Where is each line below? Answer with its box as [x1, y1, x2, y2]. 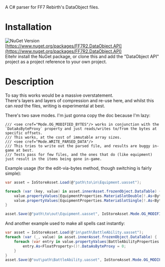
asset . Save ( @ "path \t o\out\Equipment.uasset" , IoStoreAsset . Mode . [5, 212, 141, 217]
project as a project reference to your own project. [5, 59, 107, 65]
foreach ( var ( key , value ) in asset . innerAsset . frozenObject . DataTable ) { [5, 189, 162, 194]
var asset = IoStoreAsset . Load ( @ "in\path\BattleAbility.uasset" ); [5, 230, 144, 235]
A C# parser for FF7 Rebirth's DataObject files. [5, 4, 100, 10]
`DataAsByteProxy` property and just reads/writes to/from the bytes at [5, 126, 157, 131]
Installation [5, 22, 52, 33]
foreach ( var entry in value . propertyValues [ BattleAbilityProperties [14, 239, 160, 244]
